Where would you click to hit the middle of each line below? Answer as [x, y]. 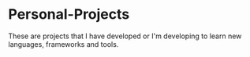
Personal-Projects [69, 14]
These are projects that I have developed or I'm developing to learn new [125, 36]
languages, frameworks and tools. [63, 44]
